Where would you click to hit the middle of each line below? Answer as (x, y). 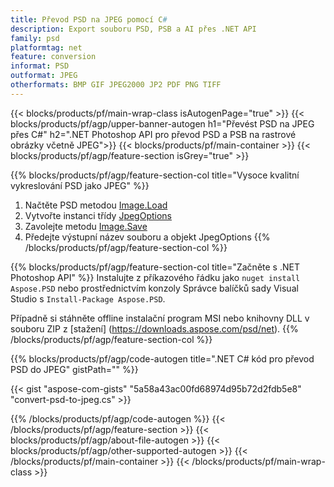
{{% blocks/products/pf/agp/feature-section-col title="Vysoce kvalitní (155, 175)
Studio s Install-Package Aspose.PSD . (88, 298)
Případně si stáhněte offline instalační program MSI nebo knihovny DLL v (160, 318)
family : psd (35, 38)
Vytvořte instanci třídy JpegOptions (98, 215)
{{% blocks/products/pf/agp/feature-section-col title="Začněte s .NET (155, 267)
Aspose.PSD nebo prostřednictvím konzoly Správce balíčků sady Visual (154, 288)
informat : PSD (40, 66)
